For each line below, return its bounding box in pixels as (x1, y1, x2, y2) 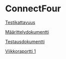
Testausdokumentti (5, 38, 45, 45)
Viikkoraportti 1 (5, 48, 36, 54)
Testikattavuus (5, 19, 35, 25)
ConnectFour (5, 3, 61, 14)
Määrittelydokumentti (5, 29, 49, 35)
